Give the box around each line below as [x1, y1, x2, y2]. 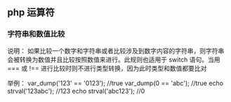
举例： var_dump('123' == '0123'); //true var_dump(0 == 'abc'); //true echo [7, 79, 223, 87]
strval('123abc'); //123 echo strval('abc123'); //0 [7, 87, 145, 95]
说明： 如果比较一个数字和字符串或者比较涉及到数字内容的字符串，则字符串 [7, 46, 225, 54]
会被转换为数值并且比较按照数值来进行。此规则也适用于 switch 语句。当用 [7, 55, 220, 64]
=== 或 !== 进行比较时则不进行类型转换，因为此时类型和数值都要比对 [7, 64, 207, 72]
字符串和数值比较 [7, 29, 65, 39]
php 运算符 [7, 6, 55, 19]
